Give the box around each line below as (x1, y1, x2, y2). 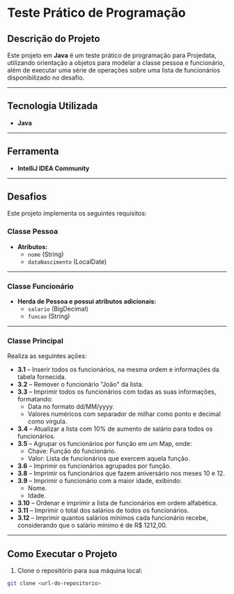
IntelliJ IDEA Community (17, 164, 90, 172)
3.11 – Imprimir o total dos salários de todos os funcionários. (17, 506, 189, 514)
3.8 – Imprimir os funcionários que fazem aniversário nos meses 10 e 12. (17, 469, 225, 477)
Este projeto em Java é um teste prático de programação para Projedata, (7, 51, 217, 59)
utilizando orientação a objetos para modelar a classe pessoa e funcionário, (7, 59, 225, 67)
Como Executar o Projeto (7, 548, 118, 560)
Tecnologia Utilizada (7, 100, 98, 112)
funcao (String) (27, 312, 70, 320)
